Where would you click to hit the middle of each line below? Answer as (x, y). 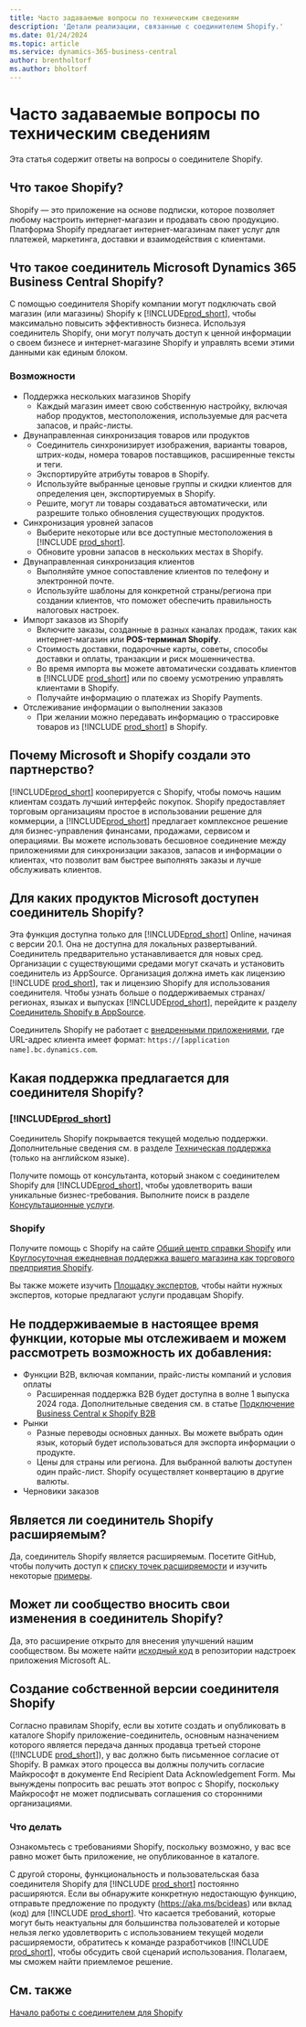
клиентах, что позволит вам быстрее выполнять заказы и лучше (136, 860)
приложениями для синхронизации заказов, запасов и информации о (146, 850)
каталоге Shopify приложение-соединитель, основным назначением (144, 1735)
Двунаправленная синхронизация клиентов (108, 561)
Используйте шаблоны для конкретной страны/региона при (154, 590)
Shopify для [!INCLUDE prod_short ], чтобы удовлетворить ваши (131, 1185)
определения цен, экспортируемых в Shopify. (126, 493)
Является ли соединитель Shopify (111, 1520)
